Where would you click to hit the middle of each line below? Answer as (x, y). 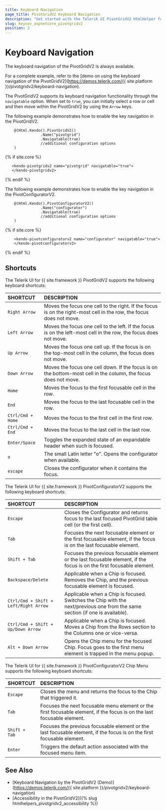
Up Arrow (18, 353)
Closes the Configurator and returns (106, 512)
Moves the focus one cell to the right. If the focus (101, 306)
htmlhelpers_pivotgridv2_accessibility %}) (55, 803)
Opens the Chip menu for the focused (108, 641)
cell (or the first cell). (88, 524)
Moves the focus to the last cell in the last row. (98, 430)
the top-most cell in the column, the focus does (99, 353)
